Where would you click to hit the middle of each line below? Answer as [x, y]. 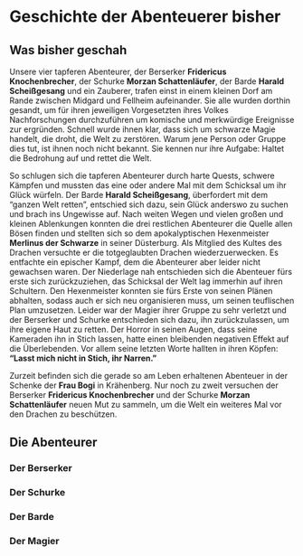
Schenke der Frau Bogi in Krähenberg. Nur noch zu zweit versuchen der [144, 385]
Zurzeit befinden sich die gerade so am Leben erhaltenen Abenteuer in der [149, 376]
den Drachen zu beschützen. [63, 414]
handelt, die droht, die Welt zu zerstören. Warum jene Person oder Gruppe [148, 139]
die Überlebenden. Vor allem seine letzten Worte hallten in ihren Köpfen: [144, 349]
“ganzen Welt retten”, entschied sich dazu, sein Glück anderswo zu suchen [149, 204]
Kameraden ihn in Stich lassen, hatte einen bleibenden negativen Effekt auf [149, 339]
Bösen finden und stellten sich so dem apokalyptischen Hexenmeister [139, 233]
